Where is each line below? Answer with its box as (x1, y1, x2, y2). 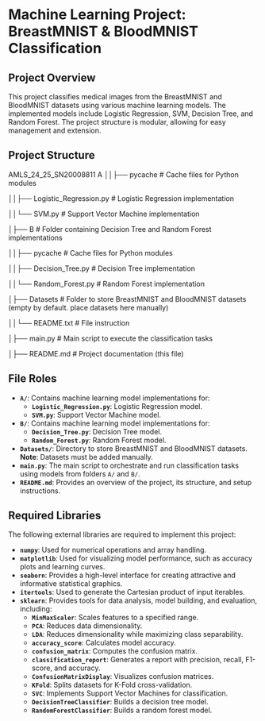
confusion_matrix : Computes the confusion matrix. (31, 646, 198, 656)
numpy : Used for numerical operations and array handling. (19, 546, 207, 555)
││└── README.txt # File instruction (8, 318, 130, 327)
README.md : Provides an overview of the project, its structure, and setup (19, 477, 252, 487)
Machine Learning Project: (8, 6, 186, 24)
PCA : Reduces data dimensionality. (31, 621, 143, 630)
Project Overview (8, 71, 96, 84)
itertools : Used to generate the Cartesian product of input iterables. (19, 588, 245, 597)
